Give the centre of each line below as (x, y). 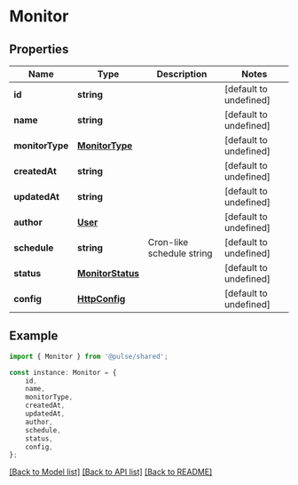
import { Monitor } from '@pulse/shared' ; (89, 356)
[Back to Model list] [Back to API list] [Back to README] (111, 472)
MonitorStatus (108, 273)
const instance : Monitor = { (63, 372)
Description (182, 74)
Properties (39, 49)
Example (34, 336)
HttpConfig (101, 299)
